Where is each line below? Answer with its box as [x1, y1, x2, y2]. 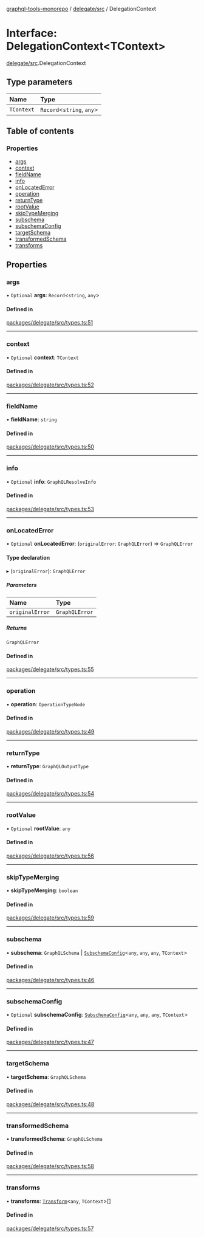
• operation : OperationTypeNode [6, 700, 86, 707]
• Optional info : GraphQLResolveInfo [6, 478, 97, 485]
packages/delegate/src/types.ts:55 [6, 665, 94, 673]
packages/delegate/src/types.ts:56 [6, 852, 94, 859]
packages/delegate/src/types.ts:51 [6, 319, 93, 326]
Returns [6, 624, 27, 631]
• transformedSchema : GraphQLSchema [6, 1135, 103, 1143]
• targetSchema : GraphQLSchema [6, 1073, 86, 1081]
